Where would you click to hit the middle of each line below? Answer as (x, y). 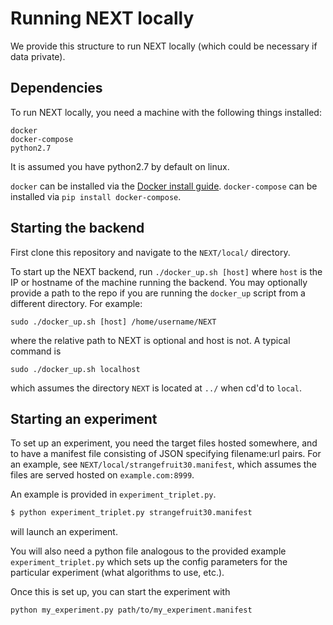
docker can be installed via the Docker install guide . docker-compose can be (164, 186)
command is (36, 351)
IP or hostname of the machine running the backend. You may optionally (159, 282)
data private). (38, 56)
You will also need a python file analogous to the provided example (148, 551)
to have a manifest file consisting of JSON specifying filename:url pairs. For (166, 454)
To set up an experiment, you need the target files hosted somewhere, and (164, 443)
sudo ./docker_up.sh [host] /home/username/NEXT (113, 322)
